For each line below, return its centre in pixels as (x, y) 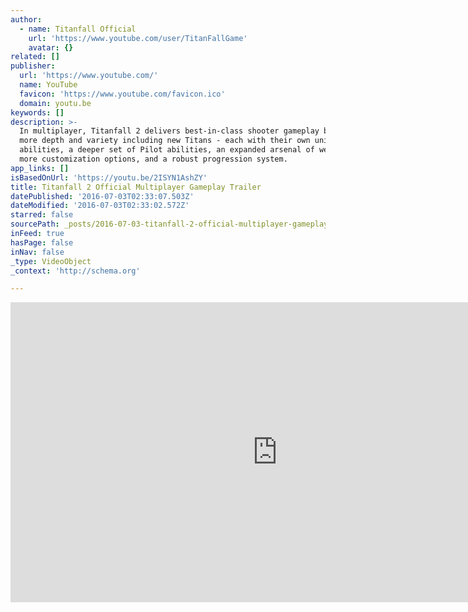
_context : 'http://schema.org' (75, 271)
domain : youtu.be (55, 103)
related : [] (35, 57)
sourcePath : (35, 224)
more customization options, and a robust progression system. (153, 159)
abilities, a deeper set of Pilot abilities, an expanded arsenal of (167, 150)
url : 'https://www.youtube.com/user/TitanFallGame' (138, 38)
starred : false (42, 215)
